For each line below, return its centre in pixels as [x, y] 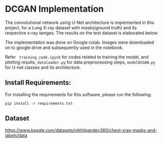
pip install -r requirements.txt [39, 103]
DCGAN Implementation [54, 9]
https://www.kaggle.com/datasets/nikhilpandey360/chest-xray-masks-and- [81, 130]
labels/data [16, 135]
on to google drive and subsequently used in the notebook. [64, 47]
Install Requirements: [38, 83]
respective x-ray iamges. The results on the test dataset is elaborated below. [82, 33]
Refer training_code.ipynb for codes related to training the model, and [77, 57]
